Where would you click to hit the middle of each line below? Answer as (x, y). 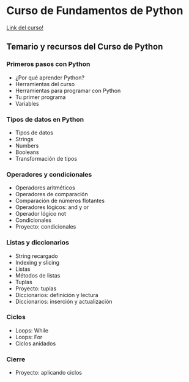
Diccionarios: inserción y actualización (64, 301)
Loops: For (29, 337)
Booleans (27, 152)
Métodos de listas (38, 275)
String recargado (36, 256)
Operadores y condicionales (49, 174)
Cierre (16, 359)
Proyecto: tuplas (36, 288)
